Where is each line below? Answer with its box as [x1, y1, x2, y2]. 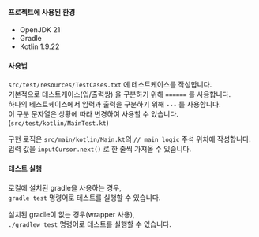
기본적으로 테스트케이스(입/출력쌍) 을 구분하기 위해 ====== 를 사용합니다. [8, 90, 231, 99]
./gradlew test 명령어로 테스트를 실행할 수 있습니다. [8, 219, 172, 228]
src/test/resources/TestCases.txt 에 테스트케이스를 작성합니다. [8, 80, 212, 90]
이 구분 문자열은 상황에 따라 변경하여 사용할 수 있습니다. [8, 109, 179, 119]
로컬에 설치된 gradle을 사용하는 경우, [8, 183, 122, 192]
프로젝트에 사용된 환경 [8, 7, 76, 17]
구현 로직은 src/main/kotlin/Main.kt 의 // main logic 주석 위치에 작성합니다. [8, 135, 251, 144]
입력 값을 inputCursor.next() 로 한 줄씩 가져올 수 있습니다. [8, 144, 192, 154]
